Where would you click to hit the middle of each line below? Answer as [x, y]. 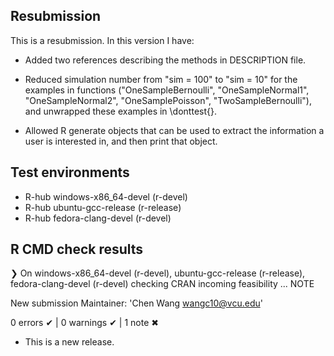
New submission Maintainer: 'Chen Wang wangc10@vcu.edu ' [136, 303]
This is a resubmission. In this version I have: [102, 40]
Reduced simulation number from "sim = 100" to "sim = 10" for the [161, 79]
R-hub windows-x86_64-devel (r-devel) [106, 196]
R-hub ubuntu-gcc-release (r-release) [103, 207]
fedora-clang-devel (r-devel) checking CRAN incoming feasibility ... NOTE [162, 284]
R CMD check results [77, 249]
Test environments [70, 172]
